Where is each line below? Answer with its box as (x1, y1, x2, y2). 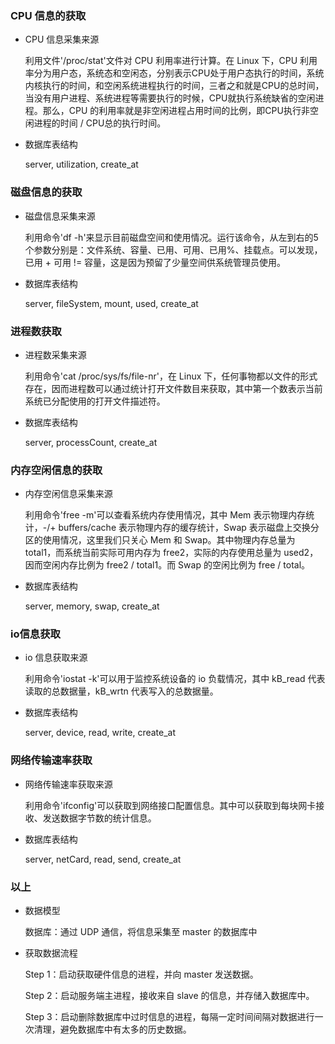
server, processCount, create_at (24, 436, 158, 448)
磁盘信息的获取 (10, 185, 83, 199)
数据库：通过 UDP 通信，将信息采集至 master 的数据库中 (24, 926, 258, 938)
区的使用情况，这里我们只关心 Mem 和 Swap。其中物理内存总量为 (24, 534, 296, 546)
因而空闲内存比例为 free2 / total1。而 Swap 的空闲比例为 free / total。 (24, 559, 311, 571)
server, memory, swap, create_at (24, 600, 160, 612)
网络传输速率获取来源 (24, 778, 113, 790)
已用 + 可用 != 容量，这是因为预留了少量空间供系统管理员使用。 (24, 256, 287, 268)
